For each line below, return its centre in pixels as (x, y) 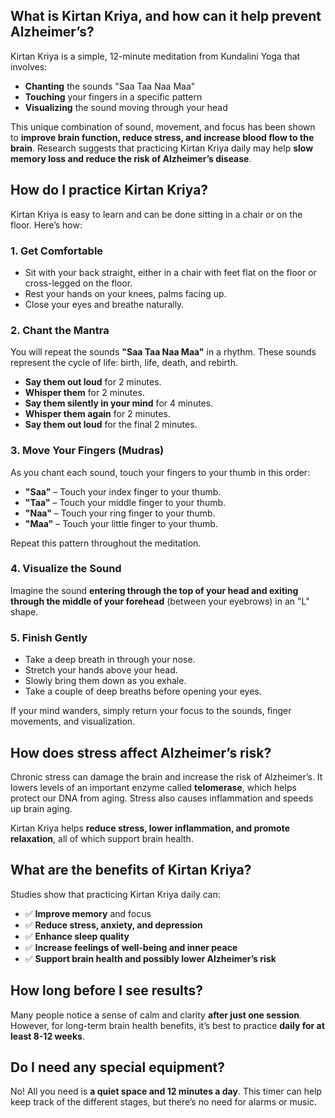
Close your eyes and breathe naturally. (104, 304)
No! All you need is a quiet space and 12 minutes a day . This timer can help (166, 1091)
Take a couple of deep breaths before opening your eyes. (143, 691)
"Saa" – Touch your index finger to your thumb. (123, 491)
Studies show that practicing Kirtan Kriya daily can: (116, 894)
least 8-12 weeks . (47, 1036)
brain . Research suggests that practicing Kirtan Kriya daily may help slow (162, 148)
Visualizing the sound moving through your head (126, 107)
